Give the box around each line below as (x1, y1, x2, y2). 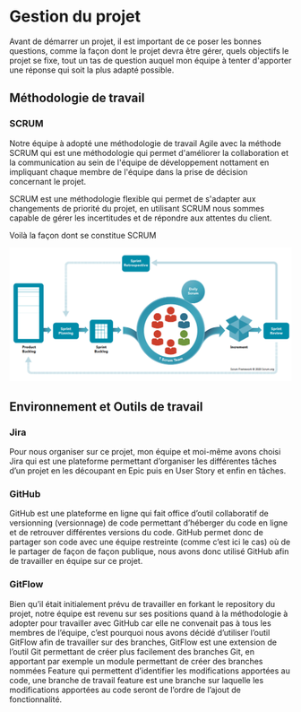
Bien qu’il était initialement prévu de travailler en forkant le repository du (9, 598, 276, 609)
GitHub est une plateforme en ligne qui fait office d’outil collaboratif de (9, 508, 269, 519)
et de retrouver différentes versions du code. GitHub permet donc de (9, 527, 264, 538)
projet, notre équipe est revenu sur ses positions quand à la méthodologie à (9, 608, 288, 619)
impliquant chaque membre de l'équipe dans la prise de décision (9, 166, 248, 177)
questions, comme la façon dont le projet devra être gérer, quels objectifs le (9, 45, 289, 56)
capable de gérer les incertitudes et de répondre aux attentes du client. (9, 213, 272, 223)
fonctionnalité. (9, 693, 63, 705)
